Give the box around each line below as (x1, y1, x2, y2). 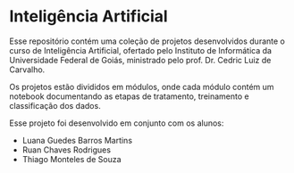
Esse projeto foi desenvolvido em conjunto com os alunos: (9, 118, 224, 128)
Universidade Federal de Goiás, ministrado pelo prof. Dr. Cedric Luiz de (9, 54, 272, 65)
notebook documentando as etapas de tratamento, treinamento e (9, 91, 249, 102)
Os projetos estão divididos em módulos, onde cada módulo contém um (9, 81, 274, 92)
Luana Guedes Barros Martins (21, 135, 132, 145)
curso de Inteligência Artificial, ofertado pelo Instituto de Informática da (9, 45, 273, 55)
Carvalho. (9, 64, 46, 75)
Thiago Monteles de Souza (21, 153, 122, 164)
